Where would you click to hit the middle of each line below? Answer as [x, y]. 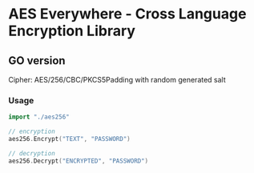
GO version [37, 60]
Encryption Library [72, 31]
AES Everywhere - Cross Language [127, 14]
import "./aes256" [39, 117]
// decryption [32, 153]
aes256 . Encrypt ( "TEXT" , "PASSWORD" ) [69, 139]
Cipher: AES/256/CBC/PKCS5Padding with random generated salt [117, 80]
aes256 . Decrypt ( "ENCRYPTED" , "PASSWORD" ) [79, 161]
